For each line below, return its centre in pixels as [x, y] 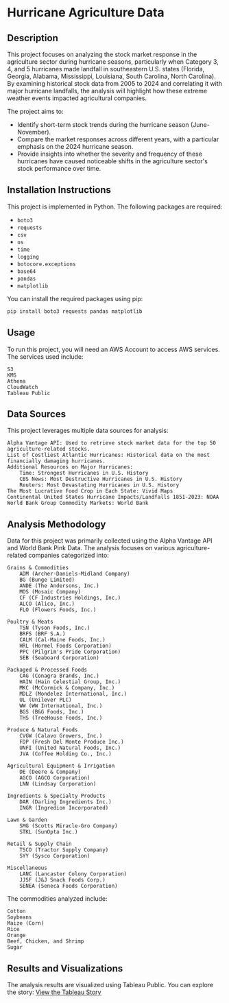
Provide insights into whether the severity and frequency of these [109, 154]
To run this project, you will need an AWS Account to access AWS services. [114, 349]
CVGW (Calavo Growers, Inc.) [61, 736]
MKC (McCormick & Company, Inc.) [67, 688]
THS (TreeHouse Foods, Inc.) [61, 718]
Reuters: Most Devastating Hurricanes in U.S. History [99, 485]
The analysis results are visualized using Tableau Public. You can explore [110, 984]
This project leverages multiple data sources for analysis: [88, 431]
